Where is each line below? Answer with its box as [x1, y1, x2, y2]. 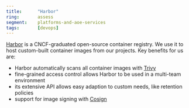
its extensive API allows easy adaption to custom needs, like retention [14, 83, 183, 90]
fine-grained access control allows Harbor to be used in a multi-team [14, 71, 181, 78]
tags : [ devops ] [6, 25, 59, 31]
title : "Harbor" [6, 8, 59, 15]
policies [14, 89, 34, 96]
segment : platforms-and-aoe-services [6, 19, 106, 25]
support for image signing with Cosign [14, 96, 107, 103]
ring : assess [6, 14, 54, 20]
